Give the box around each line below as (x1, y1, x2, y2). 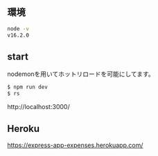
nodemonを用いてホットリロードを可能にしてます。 (7, 70, 155, 78)
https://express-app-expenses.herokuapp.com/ (7, 141, 143, 149)
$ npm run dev (7, 84, 49, 91)
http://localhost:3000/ (7, 103, 71, 111)
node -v (7, 25, 30, 32)
